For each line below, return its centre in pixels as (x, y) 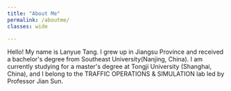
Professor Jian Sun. (35, 81)
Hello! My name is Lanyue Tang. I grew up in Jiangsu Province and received (115, 52)
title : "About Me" (34, 13)
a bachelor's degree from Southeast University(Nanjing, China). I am (105, 59)
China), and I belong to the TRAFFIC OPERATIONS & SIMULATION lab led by (116, 74)
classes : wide (28, 26)
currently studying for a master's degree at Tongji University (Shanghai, (110, 67)
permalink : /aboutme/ (38, 20)
